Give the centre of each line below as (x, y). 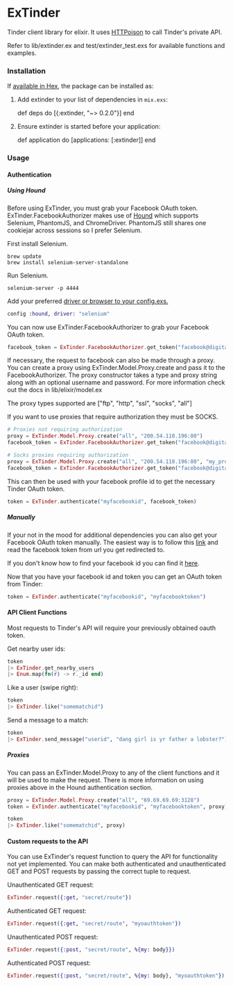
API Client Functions (37, 613)
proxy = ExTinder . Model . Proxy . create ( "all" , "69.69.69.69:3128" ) (103, 800)
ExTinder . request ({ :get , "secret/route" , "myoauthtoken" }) (94, 924)
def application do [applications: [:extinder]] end (86, 140)
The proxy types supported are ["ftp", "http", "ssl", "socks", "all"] (100, 403)
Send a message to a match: (48, 720)
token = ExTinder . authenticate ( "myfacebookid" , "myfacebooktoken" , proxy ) (118, 807)
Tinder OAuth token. (36, 489)
